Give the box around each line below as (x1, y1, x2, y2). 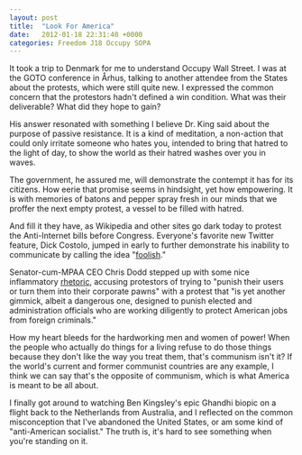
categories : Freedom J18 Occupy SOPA (9, 38, 151, 48)
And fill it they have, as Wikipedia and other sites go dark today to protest (9, 221, 282, 232)
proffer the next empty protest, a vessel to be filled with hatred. (9, 204, 244, 214)
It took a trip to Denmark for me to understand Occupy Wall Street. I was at (9, 63, 287, 74)
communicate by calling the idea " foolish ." (9, 250, 167, 260)
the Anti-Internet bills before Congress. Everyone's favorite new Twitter (9, 231, 275, 241)
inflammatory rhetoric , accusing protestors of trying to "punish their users (9, 277, 284, 287)
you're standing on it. (9, 436, 88, 447)
